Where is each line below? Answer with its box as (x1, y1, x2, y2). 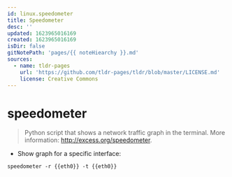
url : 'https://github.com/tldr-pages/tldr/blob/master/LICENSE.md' (20, 69, 220, 76)
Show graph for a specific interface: (17, 150, 122, 158)
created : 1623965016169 (7, 36, 77, 43)
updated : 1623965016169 (7, 29, 77, 37)
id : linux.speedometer (7, 10, 73, 17)
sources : (7, 56, 33, 63)
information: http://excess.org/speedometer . (24, 136, 152, 144)
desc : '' (7, 23, 33, 30)
